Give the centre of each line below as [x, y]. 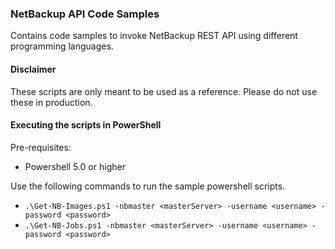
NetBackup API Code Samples [85, 14]
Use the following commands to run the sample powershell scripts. [148, 186]
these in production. [51, 102]
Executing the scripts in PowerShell [86, 125]
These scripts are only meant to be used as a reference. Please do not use [164, 91]
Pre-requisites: [41, 147]
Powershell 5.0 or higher [75, 166]
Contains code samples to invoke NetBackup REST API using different [154, 36]
